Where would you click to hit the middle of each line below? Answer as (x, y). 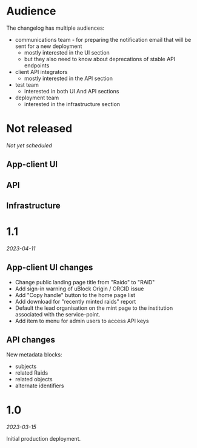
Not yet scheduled (29, 145)
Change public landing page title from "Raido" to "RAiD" (85, 282)
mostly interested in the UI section (67, 52)
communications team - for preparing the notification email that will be (103, 39)
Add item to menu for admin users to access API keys (82, 321)
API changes (31, 340)
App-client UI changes (50, 268)
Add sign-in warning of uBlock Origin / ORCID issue (79, 289)
